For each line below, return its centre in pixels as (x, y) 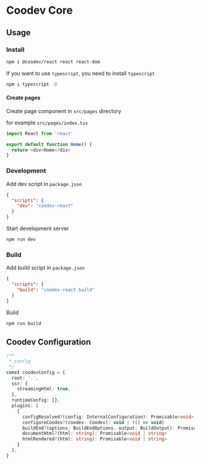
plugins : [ (25, 406)
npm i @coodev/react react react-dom (53, 62)
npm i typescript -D (32, 84)
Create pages (23, 98)
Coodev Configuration (49, 342)
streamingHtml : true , (44, 389)
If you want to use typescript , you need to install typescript (81, 73)
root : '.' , (25, 378)
